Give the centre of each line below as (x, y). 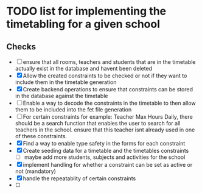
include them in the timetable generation (66, 82)
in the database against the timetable (61, 96)
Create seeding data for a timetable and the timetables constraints (106, 151)
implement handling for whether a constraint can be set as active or (108, 165)
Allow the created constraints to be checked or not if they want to (105, 75)
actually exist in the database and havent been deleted (84, 68)
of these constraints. (41, 136)
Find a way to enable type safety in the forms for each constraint (104, 143)
